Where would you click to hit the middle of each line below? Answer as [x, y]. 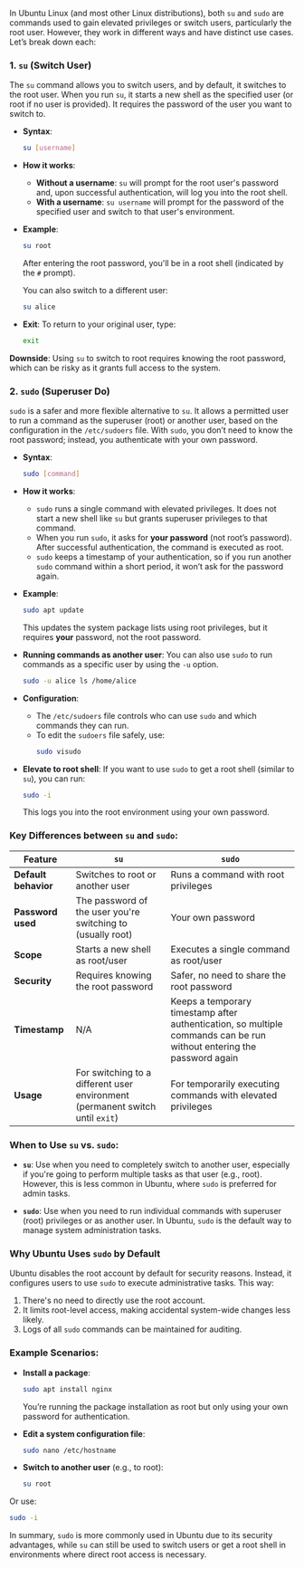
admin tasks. [46, 1193]
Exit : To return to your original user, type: [99, 324]
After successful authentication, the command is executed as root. [160, 547]
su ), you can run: [54, 779]
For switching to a [114, 1072]
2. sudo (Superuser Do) [60, 391]
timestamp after [204, 1012]
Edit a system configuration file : [84, 1433]
